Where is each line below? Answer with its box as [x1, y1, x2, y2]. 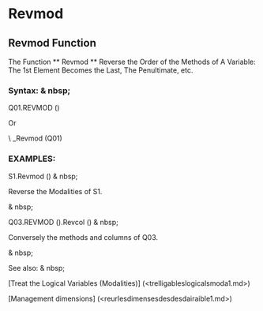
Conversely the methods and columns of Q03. [8, 232, 159, 242]
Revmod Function [8, 36, 96, 50]
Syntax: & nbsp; [8, 84, 71, 96]
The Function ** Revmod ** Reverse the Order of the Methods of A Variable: [8, 57, 257, 66]
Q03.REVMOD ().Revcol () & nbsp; [8, 217, 118, 227]
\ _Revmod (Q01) [8, 133, 63, 143]
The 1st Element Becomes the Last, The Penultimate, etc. [8, 66, 193, 75]
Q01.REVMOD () [8, 103, 60, 113]
